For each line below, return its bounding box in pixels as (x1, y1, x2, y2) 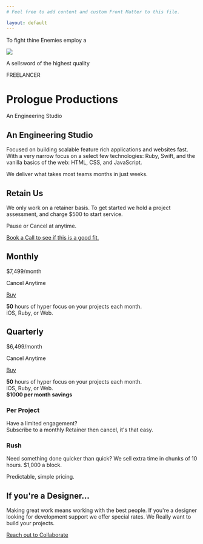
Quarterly (6, 327, 44, 337)
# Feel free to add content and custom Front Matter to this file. (6, 8, 181, 15)
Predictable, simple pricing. (6, 473, 75, 480)
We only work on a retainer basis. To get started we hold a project (6, 204, 171, 212)
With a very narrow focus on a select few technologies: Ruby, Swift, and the (6, 152, 196, 160)
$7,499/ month (6, 267, 42, 275)
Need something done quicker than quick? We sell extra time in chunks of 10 (6, 455, 198, 462)
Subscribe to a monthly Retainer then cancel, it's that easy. (6, 426, 153, 433)
